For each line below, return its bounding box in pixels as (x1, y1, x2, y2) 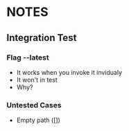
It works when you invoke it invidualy (16, 68, 123, 76)
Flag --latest (6, 53, 49, 62)
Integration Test (6, 32, 77, 44)
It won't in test (16, 76, 58, 84)
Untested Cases (6, 100, 62, 110)
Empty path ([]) (16, 116, 60, 125)
